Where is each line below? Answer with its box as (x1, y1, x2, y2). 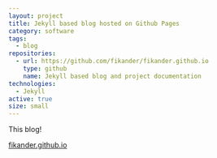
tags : (8, 34, 27, 43)
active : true (8, 95, 53, 103)
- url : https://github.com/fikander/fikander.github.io (15, 58, 209, 66)
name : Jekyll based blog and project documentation (23, 72, 202, 80)
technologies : (8, 79, 57, 88)
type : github (23, 65, 67, 73)
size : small (8, 102, 49, 110)
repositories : (8, 49, 57, 58)
